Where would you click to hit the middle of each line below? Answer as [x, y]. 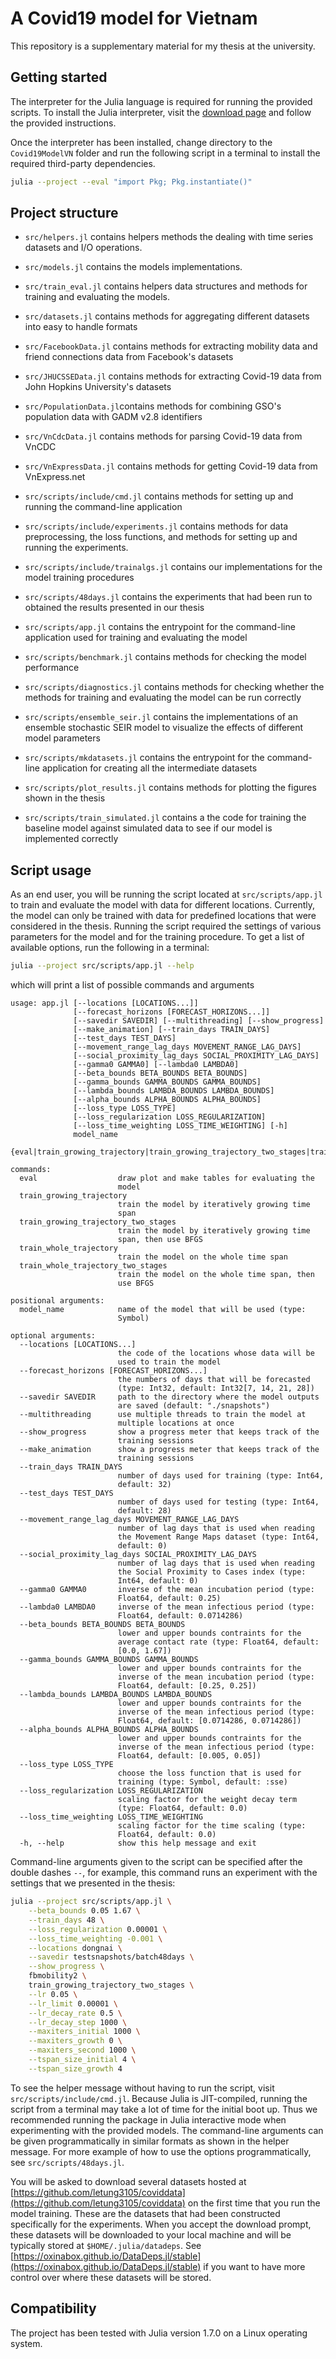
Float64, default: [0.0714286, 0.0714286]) [209, 1721]
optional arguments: [53, 1336]
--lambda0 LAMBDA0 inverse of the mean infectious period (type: [167, 1607]
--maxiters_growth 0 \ [75, 2041]
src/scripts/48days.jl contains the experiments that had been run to [168, 597]
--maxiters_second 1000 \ [82, 2050]
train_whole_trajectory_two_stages [93, 1266]
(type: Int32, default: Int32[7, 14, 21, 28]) [216, 1388]
